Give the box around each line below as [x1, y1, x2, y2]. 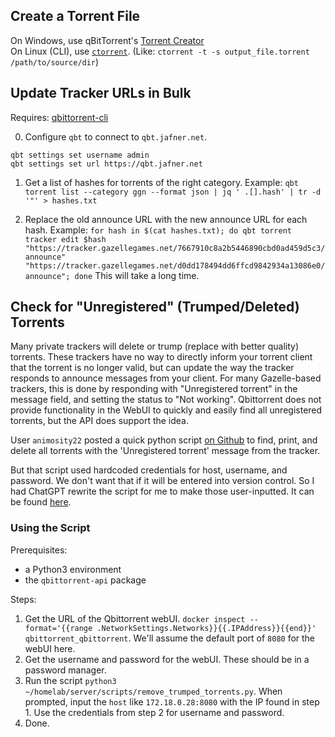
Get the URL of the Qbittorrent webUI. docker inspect [24, 612, 246, 624]
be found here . [10, 496, 72, 508]
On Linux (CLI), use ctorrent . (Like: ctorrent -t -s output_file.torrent [10, 45, 310, 57]
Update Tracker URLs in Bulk [10, 85, 192, 102]
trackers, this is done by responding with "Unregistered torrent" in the [10, 383, 298, 395]
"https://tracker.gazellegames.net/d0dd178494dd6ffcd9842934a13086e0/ [24, 260, 326, 271]
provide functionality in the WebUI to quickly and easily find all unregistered [10, 404, 323, 416]
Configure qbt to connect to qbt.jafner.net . [24, 130, 208, 143]
